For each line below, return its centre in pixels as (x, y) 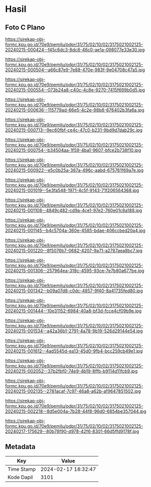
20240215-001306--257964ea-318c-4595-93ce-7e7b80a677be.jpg (75, 271)
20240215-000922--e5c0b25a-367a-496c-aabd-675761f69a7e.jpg (74, 170)
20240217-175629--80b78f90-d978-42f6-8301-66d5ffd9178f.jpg (72, 431)
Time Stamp (22, 469)
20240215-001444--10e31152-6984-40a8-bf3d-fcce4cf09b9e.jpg (74, 311)
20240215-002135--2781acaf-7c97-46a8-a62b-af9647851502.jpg (73, 391)
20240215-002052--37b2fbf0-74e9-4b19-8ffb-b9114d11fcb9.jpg (71, 371)
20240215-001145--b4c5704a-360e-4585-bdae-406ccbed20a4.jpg (75, 230)
